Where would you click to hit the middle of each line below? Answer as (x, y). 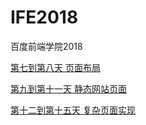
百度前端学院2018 (46, 46)
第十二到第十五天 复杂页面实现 (73, 110)
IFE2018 (44, 17)
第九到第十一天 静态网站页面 (68, 88)
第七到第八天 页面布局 (55, 67)
